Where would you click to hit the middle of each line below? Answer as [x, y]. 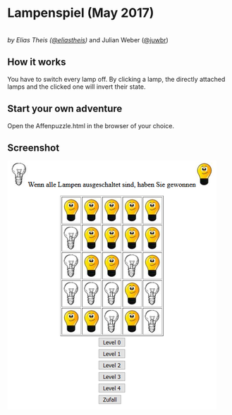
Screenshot [33, 148]
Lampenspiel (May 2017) [81, 13]
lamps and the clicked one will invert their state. [77, 87]
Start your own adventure [65, 109]
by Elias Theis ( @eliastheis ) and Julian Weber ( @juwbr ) [88, 39]
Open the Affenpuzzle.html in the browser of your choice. [91, 125]
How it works [37, 62]
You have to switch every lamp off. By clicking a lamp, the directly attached [116, 79]
